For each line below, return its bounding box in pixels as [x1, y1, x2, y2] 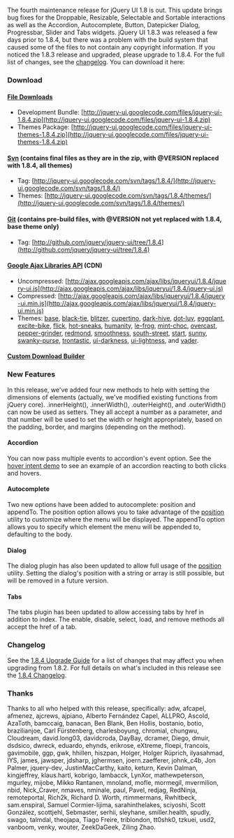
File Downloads [7, 92, 53, 101]
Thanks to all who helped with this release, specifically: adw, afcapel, [7, 705, 206, 713]
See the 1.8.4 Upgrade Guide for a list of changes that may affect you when [7, 656, 224, 664]
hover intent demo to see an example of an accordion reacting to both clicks [7, 461, 227, 470]
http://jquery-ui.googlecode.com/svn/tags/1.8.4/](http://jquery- [34, 177, 217, 185]
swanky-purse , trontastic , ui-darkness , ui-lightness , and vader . [17, 336, 199, 344]
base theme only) [7, 222, 59, 230]
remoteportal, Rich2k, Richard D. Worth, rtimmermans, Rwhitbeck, [7, 793, 197, 802]
